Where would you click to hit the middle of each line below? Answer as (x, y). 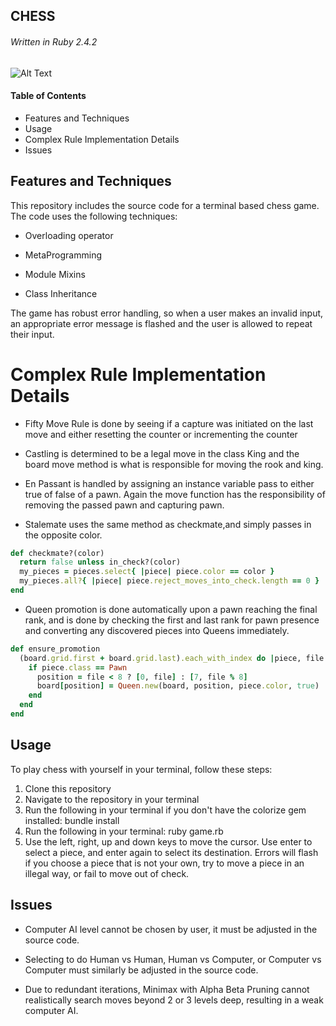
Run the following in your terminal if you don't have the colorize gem (165, 810)
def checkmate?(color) (57, 553)
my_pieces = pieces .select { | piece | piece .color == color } (147, 572)
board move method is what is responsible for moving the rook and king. (174, 464)
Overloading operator (69, 235)
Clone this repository (68, 788)
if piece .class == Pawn (78, 667)
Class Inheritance (61, 293)
